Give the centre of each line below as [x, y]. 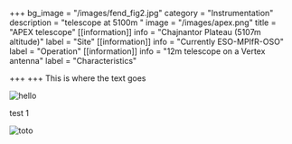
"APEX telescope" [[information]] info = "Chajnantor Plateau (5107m [136, 32]
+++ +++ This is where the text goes [78, 78]
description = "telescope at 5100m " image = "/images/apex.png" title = [143, 22]
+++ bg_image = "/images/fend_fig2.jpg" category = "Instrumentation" [141, 13]
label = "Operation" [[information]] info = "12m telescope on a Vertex [137, 51]
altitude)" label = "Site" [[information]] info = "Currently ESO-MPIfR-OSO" [147, 41]
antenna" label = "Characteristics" [73, 61]
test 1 [19, 113]
